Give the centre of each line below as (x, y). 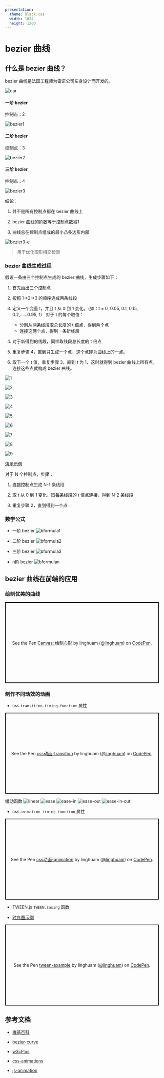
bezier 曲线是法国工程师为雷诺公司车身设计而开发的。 (59, 81)
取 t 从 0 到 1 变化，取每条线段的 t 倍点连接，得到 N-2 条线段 (72, 495)
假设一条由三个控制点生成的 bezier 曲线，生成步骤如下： (62, 277)
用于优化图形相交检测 (38, 252)
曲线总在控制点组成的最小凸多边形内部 (51, 232)
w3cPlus (21, 1052)
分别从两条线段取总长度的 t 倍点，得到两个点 (64, 325)
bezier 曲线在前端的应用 (41, 579)
